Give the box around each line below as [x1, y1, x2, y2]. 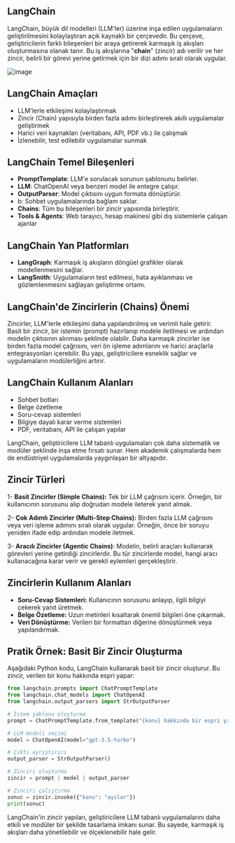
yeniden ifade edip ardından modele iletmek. [7, 528, 136, 537]
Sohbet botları [17, 395, 59, 404]
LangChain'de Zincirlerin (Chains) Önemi [7, 301, 190, 313]
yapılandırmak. [17, 625, 61, 634]
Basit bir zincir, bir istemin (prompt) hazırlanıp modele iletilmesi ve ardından [7, 327, 224, 335]
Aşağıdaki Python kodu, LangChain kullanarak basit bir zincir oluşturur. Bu [7, 664, 220, 672]
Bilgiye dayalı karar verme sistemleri [17, 418, 122, 426]
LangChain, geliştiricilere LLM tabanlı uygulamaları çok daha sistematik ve [7, 439, 220, 447]
